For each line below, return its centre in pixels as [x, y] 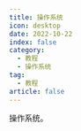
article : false [37, 91]
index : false [33, 42]
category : [27, 50]
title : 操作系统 [36, 17]
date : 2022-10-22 [41, 34]
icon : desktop [35, 26]
